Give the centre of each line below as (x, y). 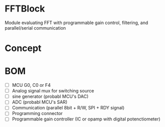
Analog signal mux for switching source (53, 91)
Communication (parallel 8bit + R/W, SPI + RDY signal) (68, 108)
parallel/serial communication (35, 28)
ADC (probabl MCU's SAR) (39, 102)
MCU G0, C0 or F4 (31, 85)
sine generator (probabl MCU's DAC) (50, 96)
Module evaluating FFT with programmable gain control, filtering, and (76, 23)
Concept (23, 48)
